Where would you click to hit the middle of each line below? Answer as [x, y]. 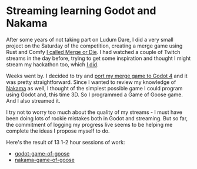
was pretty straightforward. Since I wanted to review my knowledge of [91, 82]
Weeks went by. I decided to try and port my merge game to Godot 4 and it [97, 76]
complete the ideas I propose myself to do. [58, 131]
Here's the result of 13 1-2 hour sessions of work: [66, 142]
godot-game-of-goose [42, 153]
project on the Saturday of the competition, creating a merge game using [94, 46]
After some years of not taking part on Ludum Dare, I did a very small [90, 39]
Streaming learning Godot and [81, 11]
